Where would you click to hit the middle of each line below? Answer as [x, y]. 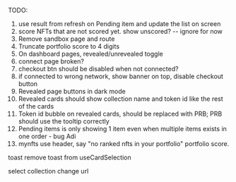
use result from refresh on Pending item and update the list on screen [119, 24]
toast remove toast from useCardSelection [70, 157]
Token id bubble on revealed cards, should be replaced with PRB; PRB [120, 114]
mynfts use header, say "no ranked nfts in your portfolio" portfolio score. [124, 144]
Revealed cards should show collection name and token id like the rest [120, 99]
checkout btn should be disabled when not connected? [98, 69]
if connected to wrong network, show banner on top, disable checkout [120, 76]
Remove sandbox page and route [66, 39]
